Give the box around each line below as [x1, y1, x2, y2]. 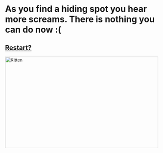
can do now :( [5, 24, 62, 35]
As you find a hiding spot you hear [5, 3, 147, 15]
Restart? [5, 43, 32, 52]
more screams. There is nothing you [5, 14, 155, 25]
